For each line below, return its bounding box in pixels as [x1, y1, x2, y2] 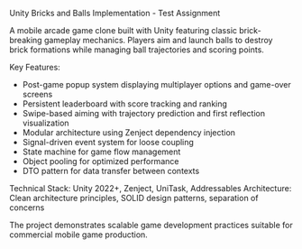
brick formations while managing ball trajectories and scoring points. [9, 44, 264, 55]
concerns [9, 202, 45, 213]
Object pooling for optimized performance [22, 156, 179, 166]
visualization [22, 117, 69, 128]
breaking [9, 35, 42, 45]
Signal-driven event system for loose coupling [22, 137, 194, 147]
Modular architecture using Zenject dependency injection [22, 127, 236, 138]
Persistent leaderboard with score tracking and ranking [22, 98, 228, 109]
